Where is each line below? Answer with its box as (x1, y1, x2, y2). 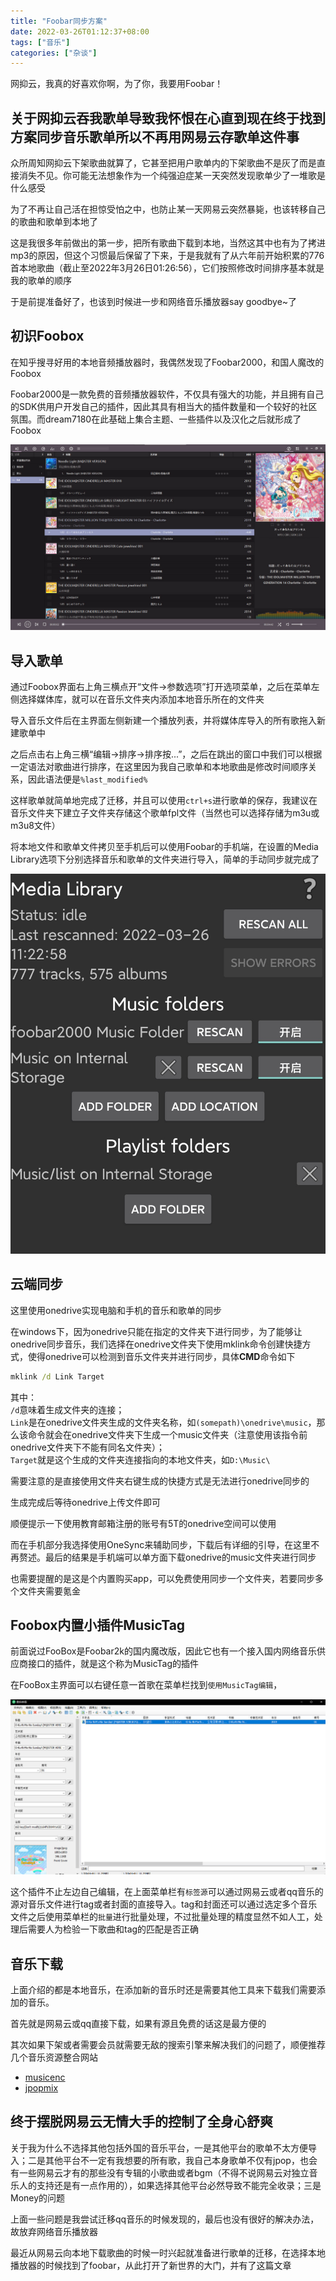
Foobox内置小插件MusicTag (10, 1616, 186, 1634)
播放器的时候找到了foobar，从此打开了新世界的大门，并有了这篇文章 (10, 2259, 292, 2271)
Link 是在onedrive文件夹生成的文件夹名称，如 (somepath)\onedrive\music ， (10, 1416, 317, 1428)
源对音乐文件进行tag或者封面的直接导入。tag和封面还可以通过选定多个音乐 (10, 1898, 318, 1910)
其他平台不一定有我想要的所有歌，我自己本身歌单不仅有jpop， (44, 2154, 300, 2166)
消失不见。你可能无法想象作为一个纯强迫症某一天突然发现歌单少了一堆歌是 (18, 170, 326, 182)
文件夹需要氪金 (18, 1585, 81, 1597)
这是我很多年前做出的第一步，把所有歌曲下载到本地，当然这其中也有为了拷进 (10, 237, 326, 249)
